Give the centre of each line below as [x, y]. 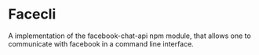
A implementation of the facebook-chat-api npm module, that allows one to [129, 36]
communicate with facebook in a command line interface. [101, 43]
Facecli [32, 14]
